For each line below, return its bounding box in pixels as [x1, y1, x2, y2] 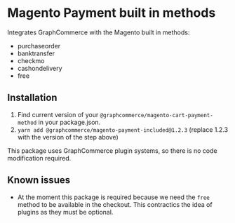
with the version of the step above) [17, 133, 119, 141]
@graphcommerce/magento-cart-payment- [100, 111, 214, 119]
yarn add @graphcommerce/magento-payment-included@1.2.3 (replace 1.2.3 [17, 125, 229, 134]
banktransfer [17, 49, 55, 58]
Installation [7, 92, 58, 104]
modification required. [7, 154, 72, 162]
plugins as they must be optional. [17, 208, 114, 216]
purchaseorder [17, 41, 61, 50]
